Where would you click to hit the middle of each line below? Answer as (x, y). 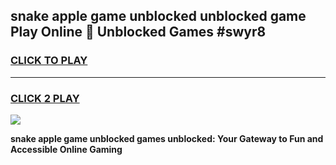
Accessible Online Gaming (66, 149)
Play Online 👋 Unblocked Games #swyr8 (138, 32)
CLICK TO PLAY (49, 61)
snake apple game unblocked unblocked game (158, 16)
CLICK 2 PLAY (45, 98)
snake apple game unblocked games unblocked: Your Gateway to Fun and (167, 138)
